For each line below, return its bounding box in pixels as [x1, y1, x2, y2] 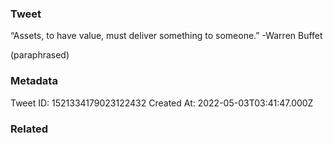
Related [10, 122, 49, 136]
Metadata [10, 74, 58, 88]
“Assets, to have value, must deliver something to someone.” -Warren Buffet [10, 30, 323, 42]
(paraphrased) [10, 49, 70, 61]
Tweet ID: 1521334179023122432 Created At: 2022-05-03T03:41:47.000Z [10, 97, 314, 109]
